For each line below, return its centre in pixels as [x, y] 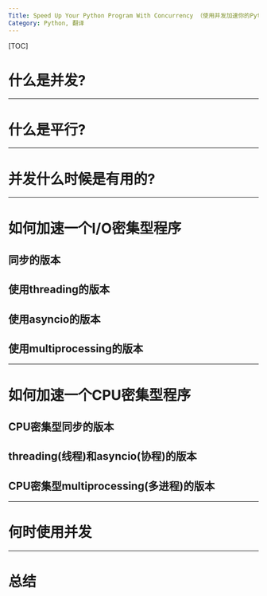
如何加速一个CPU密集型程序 [100, 395]
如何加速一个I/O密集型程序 [95, 228]
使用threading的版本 [59, 290]
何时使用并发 [50, 533]
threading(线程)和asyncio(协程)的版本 [103, 456]
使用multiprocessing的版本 [76, 349]
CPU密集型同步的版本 [61, 427]
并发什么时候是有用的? [82, 179]
